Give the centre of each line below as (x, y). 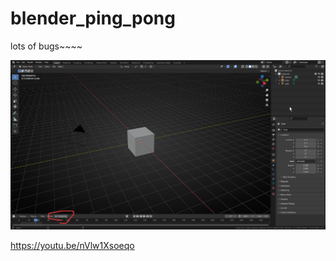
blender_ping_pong (93, 18)
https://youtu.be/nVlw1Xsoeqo (72, 246)
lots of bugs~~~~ (46, 46)
